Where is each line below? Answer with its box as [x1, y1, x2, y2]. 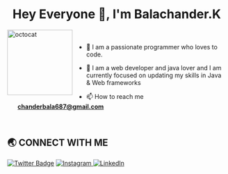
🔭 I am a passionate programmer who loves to [86, 42, 218, 51]
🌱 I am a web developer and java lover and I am [86, 63, 222, 72]
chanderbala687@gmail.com [17, 102, 104, 111]
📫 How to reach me [86, 92, 144, 100]
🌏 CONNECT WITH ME [7, 137, 108, 149]
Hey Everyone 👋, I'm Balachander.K [13, 6, 221, 22]
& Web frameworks [86, 78, 141, 86]
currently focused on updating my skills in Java [86, 71, 222, 79]
